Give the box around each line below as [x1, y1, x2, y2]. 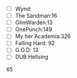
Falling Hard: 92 [15, 40, 55, 47]
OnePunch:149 [15, 26, 53, 33]
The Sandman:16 [15, 12, 58, 19]
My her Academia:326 [15, 33, 71, 40]
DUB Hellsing [15, 53, 49, 60]
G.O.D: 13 [15, 46, 39, 54]
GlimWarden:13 [15, 19, 53, 26]
